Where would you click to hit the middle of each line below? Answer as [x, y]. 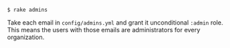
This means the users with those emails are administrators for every [104, 30]
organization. [26, 37]
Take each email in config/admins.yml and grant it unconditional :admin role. [115, 23]
